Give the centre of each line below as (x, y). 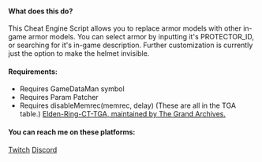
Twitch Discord (33, 149)
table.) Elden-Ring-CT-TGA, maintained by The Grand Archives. (123, 114)
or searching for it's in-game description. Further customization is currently (131, 45)
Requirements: (33, 72)
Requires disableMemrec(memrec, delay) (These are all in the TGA (128, 105)
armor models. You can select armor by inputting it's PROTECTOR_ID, (141, 37)
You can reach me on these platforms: (72, 132)
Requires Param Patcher (59, 98)
